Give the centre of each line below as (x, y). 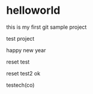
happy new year (26, 50)
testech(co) (20, 85)
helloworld (33, 10)
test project (20, 38)
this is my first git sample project (46, 27)
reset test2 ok (23, 73)
